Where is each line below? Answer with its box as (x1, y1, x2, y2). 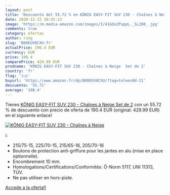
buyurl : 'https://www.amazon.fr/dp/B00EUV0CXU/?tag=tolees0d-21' (5, 78, 146, 83)
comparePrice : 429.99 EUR (5, 59, 60, 64)
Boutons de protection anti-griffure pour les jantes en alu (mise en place (12, 147, 163, 153)
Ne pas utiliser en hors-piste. (12, 174, 73, 180)
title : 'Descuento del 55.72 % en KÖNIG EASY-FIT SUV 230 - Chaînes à (5, 12, 157, 17)
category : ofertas (5, 31, 44, 36)
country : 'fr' (5, 69, 35, 74)
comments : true (5, 26, 37, 31)
